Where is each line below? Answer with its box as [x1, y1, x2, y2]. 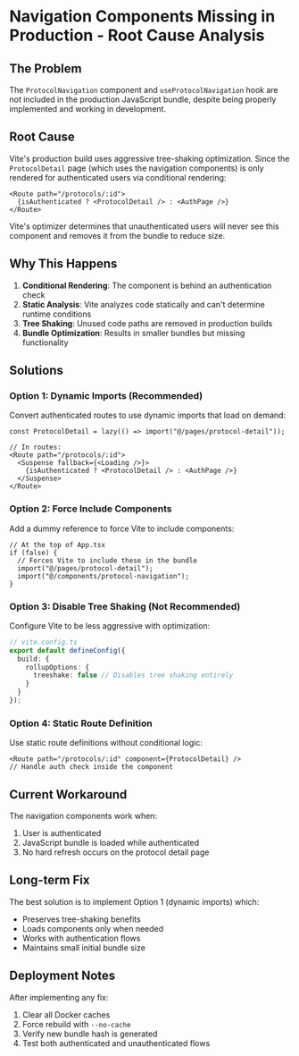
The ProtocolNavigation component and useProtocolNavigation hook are [9, 85, 278, 95]
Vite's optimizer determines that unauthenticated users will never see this [9, 221, 279, 232]
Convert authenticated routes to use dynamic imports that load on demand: [9, 410, 287, 421]
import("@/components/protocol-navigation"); [17, 571, 190, 580]
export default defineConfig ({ [9, 646, 126, 655]
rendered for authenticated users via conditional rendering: [9, 172, 227, 182]
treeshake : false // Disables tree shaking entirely [32, 671, 234, 680]
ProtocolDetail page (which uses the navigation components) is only [9, 163, 265, 173]
